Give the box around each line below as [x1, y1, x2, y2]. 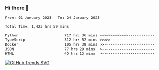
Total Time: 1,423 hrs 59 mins [5, 24, 69, 29]
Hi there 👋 [5, 4, 29, 11]
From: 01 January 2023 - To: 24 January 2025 [5, 16, 100, 20]
